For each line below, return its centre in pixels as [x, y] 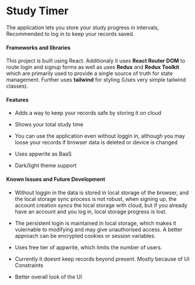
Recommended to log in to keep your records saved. [70, 33]
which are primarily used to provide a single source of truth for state [90, 73]
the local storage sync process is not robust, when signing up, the [96, 199]
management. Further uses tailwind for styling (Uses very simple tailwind [96, 80]
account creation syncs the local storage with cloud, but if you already [101, 205]
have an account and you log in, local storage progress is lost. [91, 211]
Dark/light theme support [45, 166]
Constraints [29, 265]
